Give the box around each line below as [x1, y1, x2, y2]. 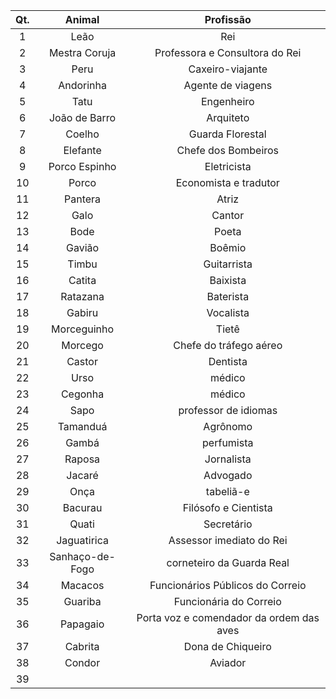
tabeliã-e [205, 485, 250, 498]
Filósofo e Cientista [182, 501, 273, 514]
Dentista [208, 355, 248, 368]
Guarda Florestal [188, 127, 267, 141]
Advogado [203, 469, 253, 482]
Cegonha [60, 387, 105, 401]
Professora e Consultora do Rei [154, 46, 302, 59]
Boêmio [209, 241, 247, 254]
